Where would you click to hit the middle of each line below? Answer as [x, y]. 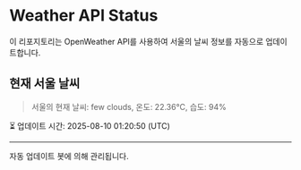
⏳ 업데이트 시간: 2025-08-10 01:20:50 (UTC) [90, 125]
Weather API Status [84, 16]
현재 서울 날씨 [45, 84]
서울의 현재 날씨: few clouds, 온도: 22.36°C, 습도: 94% [129, 106]
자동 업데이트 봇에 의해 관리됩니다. [69, 156]
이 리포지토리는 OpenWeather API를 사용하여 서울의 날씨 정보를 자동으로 [137, 41]
